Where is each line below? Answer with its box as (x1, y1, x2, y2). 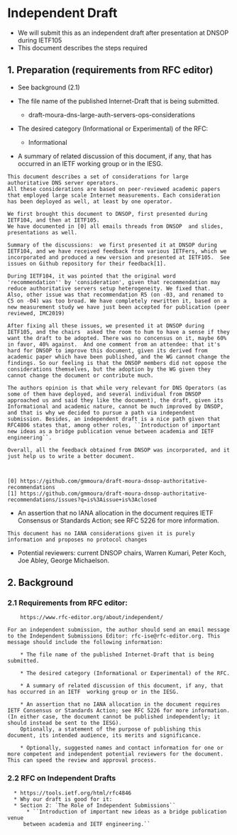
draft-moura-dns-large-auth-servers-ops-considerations (28, 110, 195, 119)
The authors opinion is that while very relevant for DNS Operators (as (7, 384, 227, 391)
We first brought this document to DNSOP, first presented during (7, 210, 208, 217)
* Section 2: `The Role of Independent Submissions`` (13, 802, 176, 809)
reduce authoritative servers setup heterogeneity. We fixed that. (7, 285, 211, 292)
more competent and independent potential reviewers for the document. (7, 751, 224, 758)
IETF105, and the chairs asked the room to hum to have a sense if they (7, 328, 231, 335)
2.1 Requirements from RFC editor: (7, 598, 128, 608)
